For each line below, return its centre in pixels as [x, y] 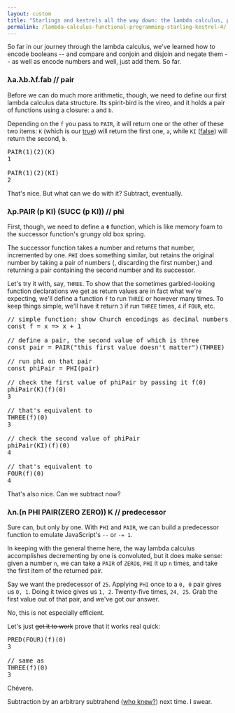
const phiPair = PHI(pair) [54, 368]
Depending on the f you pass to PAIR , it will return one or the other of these [115, 123]
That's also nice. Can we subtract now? [64, 494]
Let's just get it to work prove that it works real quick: [84, 626]
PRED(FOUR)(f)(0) [37, 640]
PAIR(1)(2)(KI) [33, 173]
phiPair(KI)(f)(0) [39, 445]
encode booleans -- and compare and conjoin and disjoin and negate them [115, 54]
